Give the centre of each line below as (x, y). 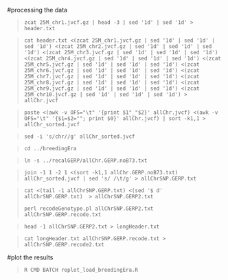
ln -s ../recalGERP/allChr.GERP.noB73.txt (85, 161)
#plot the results (30, 257)
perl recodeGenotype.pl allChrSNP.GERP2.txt (89, 209)
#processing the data (37, 10)
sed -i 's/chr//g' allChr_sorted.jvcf (79, 137)
